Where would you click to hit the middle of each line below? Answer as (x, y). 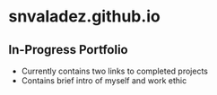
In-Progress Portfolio (68, 50)
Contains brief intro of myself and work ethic (104, 81)
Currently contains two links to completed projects (114, 71)
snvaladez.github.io (84, 17)
